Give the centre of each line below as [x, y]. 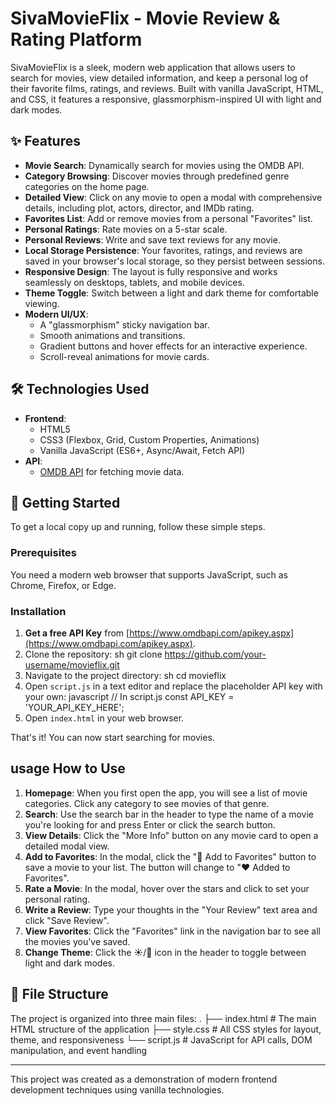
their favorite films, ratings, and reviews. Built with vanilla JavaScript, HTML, [167, 88]
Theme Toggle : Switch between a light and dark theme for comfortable [171, 293]
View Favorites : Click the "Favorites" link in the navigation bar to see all [172, 931]
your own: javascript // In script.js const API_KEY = [129, 696]
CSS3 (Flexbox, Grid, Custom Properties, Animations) [149, 439]
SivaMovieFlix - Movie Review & [145, 18]
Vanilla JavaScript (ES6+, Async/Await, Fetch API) [142, 450]
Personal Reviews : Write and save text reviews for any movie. [152, 239]
